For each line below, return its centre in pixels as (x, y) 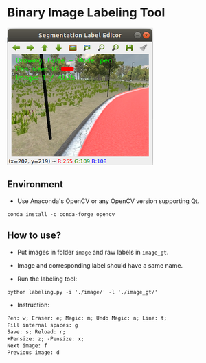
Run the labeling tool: (47, 279)
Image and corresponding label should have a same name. (100, 265)
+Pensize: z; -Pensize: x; (46, 339)
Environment (35, 184)
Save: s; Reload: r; (37, 332)
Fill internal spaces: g (43, 325)
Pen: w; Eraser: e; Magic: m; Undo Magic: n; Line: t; (87, 318)
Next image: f (27, 346)
